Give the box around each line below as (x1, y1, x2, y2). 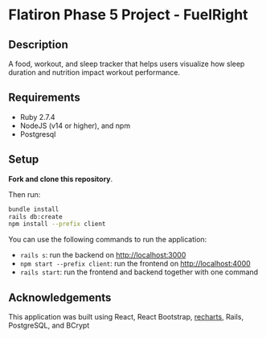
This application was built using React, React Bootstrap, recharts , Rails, (8, 312, 243, 322)
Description (8, 38, 68, 52)
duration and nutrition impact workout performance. (8, 68, 181, 77)
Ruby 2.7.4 (19, 112, 55, 122)
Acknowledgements (8, 291, 112, 304)
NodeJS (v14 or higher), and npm (19, 121, 131, 130)
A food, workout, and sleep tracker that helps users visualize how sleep (8, 59, 245, 68)
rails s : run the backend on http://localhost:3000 (19, 250, 186, 260)
